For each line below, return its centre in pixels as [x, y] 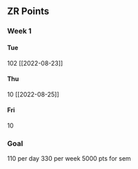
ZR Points [28, 11]
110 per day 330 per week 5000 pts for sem [69, 159]
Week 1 [20, 31]
